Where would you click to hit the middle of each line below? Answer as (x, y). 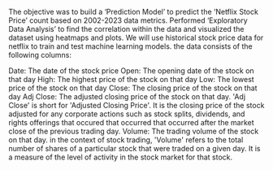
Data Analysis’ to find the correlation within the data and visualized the (126, 29)
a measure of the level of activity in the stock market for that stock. (121, 157)
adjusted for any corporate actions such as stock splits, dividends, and (127, 114)
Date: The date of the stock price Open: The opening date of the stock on (131, 71)
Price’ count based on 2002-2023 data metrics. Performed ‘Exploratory (128, 20)
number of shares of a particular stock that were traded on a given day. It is (135, 148)
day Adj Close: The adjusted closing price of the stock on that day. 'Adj (127, 96)
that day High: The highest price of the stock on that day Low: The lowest (131, 79)
